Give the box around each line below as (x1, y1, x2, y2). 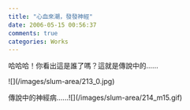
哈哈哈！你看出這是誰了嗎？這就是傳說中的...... (8, 61, 159, 71)
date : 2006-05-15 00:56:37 (8, 20, 97, 29)
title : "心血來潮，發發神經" (8, 13, 93, 20)
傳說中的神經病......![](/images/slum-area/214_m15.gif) (8, 93, 183, 102)
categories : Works (8, 38, 69, 46)
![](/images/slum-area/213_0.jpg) (8, 77, 115, 86)
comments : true (8, 29, 58, 37)
